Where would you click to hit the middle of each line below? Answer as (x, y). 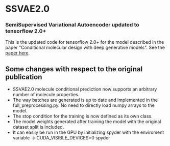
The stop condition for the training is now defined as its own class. (83, 116)
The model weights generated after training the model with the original (87, 122)
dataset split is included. (38, 127)
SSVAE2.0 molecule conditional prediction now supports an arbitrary (85, 89)
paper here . (18, 53)
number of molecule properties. (46, 95)
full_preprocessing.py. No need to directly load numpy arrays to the (83, 105)
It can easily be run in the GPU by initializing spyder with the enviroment (88, 132)
